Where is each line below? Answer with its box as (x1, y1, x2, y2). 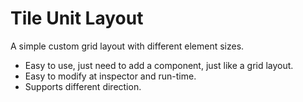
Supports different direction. (24, 80, 142, 92)
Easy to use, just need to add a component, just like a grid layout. (24, 59, 294, 71)
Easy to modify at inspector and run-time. (24, 70, 197, 82)
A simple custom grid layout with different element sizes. (10, 40, 245, 52)
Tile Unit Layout (10, 7, 144, 30)
